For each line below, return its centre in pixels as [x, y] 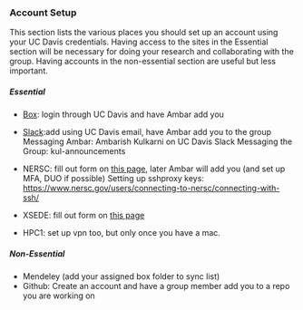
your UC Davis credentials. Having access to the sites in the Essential [139, 42]
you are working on [59, 295]
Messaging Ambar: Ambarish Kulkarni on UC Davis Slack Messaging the [157, 141]
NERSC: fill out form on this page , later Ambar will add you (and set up [154, 169]
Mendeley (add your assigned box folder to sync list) [121, 276]
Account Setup [43, 13]
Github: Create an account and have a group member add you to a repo [156, 286]
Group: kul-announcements [74, 151]
